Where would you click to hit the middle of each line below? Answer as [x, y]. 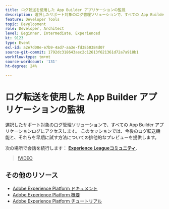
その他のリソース [32, 175]
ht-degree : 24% [21, 66]
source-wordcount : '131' [31, 62]
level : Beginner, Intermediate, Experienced [53, 33]
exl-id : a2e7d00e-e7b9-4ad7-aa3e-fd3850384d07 [55, 47]
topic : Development [26, 24]
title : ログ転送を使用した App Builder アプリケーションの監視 [65, 10]
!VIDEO [25, 158]
